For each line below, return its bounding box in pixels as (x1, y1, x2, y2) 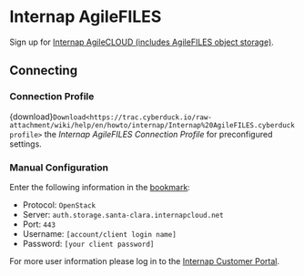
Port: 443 (22, 219, 56, 230)
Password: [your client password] (22, 238, 155, 249)
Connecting (9, 63, 78, 78)
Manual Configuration (9, 161, 109, 174)
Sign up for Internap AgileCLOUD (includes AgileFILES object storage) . (9, 36, 275, 47)
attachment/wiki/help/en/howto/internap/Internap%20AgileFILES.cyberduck (9, 120, 296, 129)
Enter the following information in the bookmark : (9, 181, 191, 192)
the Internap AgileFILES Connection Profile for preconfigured (44, 128, 273, 139)
